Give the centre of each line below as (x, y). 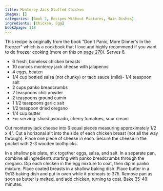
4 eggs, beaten (27, 72)
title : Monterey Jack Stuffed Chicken (44, 10)
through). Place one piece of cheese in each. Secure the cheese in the (76, 138)
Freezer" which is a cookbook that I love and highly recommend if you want (81, 47)
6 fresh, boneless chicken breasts (46, 62)
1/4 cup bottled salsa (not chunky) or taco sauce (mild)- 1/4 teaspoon (82, 77)
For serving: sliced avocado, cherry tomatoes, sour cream (70, 119)
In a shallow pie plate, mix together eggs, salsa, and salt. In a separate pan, (81, 153)
